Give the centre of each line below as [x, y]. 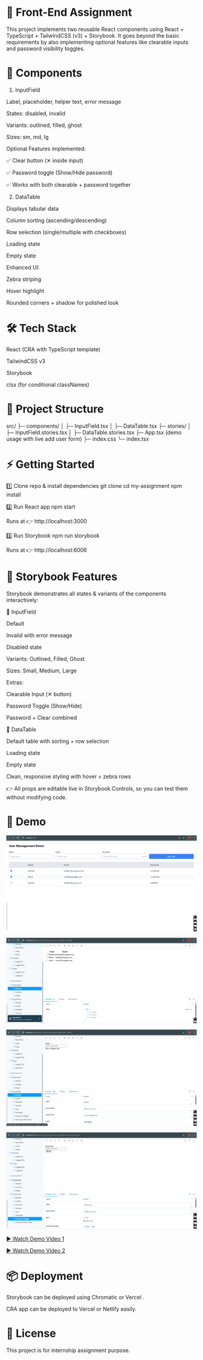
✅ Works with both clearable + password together [69, 184]
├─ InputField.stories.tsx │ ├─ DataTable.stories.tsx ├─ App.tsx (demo [94, 432]
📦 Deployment [45, 1276]
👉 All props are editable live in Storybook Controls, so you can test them [97, 788]
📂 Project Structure [55, 409]
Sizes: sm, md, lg [27, 137]
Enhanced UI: [23, 267]
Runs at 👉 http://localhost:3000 [47, 521]
